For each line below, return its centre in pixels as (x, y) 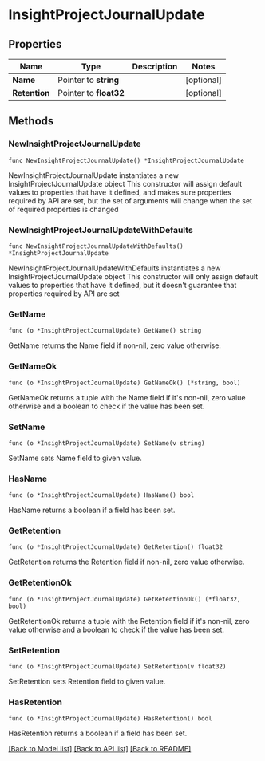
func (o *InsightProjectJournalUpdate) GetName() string (105, 331)
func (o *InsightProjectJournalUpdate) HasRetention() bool (111, 719)
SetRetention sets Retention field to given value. (87, 682)
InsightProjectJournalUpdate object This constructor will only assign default (133, 276)
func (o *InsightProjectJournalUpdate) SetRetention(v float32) (117, 667)
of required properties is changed (63, 209)
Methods (31, 121)
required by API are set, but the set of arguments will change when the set (131, 200)
